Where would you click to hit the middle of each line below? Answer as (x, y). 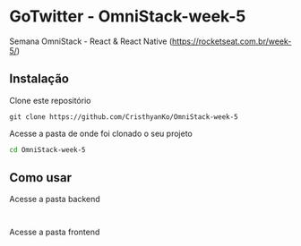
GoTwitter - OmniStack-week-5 (128, 17)
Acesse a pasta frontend (55, 232)
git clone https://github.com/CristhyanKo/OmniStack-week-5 (124, 117)
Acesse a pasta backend (55, 199)
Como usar (41, 178)
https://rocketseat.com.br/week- (232, 41)
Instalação (39, 79)
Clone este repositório (50, 100)
